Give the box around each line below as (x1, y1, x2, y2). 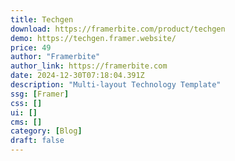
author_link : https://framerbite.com (10, 61, 168, 71)
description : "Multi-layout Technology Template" (10, 80, 222, 90)
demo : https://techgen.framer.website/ (10, 33, 177, 43)
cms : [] (10, 117, 43, 127)
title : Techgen (10, 14, 74, 25)
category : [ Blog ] (10, 126, 83, 136)
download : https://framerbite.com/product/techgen (10, 24, 226, 34)
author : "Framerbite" (10, 52, 101, 62)
